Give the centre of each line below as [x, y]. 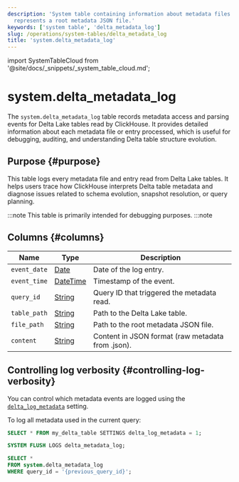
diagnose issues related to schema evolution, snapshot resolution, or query [117, 193]
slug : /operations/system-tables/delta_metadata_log [87, 34]
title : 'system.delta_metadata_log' [62, 41]
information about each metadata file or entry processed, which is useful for [119, 132]
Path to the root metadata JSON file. [154, 324]
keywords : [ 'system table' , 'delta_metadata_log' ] [84, 27]
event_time [29, 281]
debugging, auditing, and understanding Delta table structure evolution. [112, 139]
